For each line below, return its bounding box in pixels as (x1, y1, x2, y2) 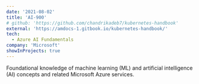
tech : (6, 31, 20, 37)
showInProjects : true (6, 48, 61, 54)
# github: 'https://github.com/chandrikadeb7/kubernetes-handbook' (6, 20, 179, 26)
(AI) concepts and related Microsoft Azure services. (6, 70, 135, 78)
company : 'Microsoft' (6, 43, 61, 49)
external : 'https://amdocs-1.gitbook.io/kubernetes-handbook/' (6, 25, 168, 32)
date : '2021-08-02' (6, 8, 55, 15)
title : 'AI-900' (6, 14, 47, 20)
